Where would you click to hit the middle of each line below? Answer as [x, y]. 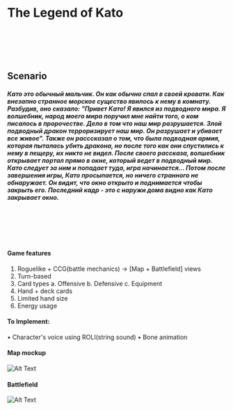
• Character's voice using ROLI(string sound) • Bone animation [97, 337]
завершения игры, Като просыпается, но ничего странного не [103, 175]
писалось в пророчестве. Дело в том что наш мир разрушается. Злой [115, 123]
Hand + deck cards [45, 291]
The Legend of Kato [65, 13]
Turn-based [34, 276]
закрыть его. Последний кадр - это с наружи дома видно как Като [110, 190]
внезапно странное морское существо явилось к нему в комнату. [109, 101]
